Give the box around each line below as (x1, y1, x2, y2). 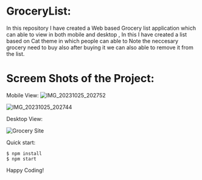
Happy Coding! (6, 166, 44, 174)
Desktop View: (6, 115, 43, 122)
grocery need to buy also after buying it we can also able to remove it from (6, 44, 193, 51)
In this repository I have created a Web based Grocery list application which (6, 24, 197, 32)
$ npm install (6, 150, 43, 156)
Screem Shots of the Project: (6, 72, 155, 86)
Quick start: (6, 139, 35, 146)
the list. (6, 50, 25, 57)
